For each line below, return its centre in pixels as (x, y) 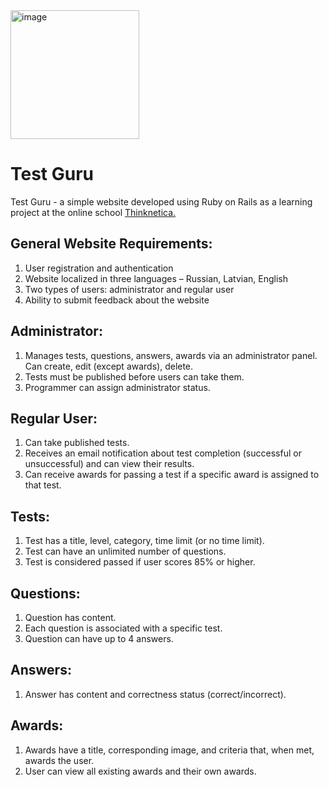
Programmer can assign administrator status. (117, 387)
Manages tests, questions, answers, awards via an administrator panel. (171, 355)
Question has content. (70, 617)
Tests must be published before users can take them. (134, 376)
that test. (43, 485)
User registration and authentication (99, 268)
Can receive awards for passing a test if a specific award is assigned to (172, 475)
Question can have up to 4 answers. (99, 638)
